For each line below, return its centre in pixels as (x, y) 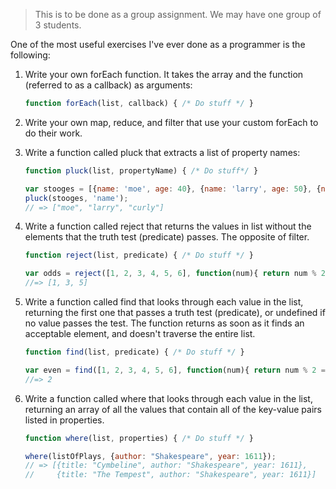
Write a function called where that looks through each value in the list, (168, 398)
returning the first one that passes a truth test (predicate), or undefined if (175, 312)
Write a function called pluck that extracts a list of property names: (162, 152)
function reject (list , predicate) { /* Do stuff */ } (139, 255)
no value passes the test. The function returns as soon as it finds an (164, 323)
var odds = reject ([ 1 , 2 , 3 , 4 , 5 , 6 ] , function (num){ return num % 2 (175, 274)
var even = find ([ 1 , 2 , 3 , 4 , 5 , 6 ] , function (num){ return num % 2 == (177, 370)
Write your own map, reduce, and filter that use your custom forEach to (171, 122)
